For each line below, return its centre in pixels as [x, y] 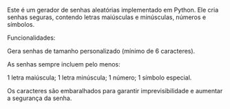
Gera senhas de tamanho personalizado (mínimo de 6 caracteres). [101, 51]
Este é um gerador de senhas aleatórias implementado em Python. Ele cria [113, 10]
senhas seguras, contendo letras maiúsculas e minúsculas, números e [107, 17]
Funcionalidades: [31, 38]
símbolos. [21, 24]
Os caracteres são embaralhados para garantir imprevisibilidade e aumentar [115, 91]
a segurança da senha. [40, 98]
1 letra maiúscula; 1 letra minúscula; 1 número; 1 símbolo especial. [100, 77]
